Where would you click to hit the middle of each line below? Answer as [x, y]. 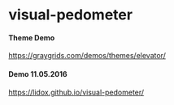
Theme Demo [32, 37]
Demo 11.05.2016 [38, 73]
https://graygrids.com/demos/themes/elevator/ [87, 56]
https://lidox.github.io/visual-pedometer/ [76, 92]
